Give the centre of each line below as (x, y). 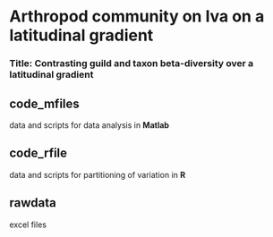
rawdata (33, 203)
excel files (28, 224)
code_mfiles (45, 103)
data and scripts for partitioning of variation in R (98, 174)
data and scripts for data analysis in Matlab (90, 125)
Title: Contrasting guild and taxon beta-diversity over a (132, 63)
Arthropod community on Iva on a (137, 17)
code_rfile (38, 153)
